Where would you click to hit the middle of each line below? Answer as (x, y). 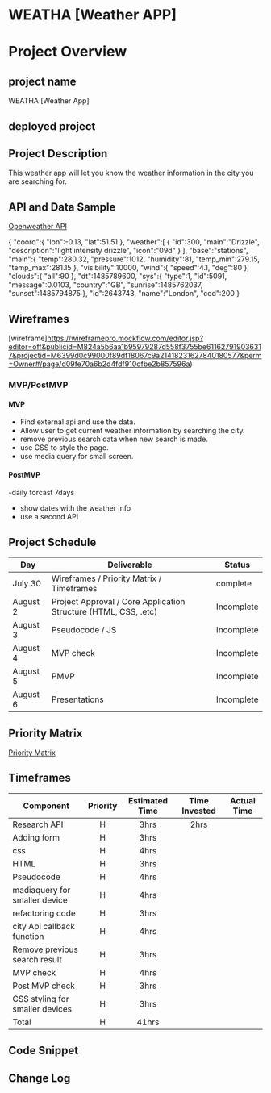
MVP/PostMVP (38, 385)
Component (46, 806)
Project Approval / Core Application (118, 602)
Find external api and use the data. (77, 422)
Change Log (40, 1078)
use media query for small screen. (77, 457)
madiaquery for (42, 890)
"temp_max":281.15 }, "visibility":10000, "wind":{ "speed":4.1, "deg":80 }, (129, 268)
